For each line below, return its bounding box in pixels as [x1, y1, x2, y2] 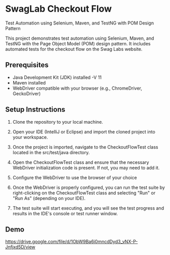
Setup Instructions [5, 105, 65, 114]
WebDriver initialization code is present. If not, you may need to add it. [12, 164, 160, 171]
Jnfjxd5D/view [5, 244, 36, 250]
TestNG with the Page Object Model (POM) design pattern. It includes [5, 40, 151, 46]
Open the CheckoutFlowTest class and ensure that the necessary [12, 159, 149, 165]
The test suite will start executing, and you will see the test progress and [12, 205, 164, 211]
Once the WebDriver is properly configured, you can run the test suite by [12, 184, 165, 190]
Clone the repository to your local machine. [12, 119, 103, 125]
